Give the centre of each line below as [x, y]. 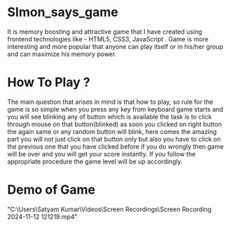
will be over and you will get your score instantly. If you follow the [101, 154]
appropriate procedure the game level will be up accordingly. [95, 161]
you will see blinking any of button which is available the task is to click [110, 116]
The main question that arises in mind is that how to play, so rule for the [110, 102]
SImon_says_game [63, 12]
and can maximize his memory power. [62, 54]
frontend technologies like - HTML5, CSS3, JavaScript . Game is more [108, 39]
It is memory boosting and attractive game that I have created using [105, 32]
